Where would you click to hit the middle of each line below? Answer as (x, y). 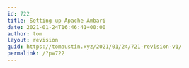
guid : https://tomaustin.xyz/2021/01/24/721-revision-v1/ (94, 47)
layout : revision (33, 40)
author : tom (25, 34)
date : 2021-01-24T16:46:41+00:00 (57, 27)
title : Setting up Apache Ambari (57, 21)
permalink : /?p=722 (36, 54)
